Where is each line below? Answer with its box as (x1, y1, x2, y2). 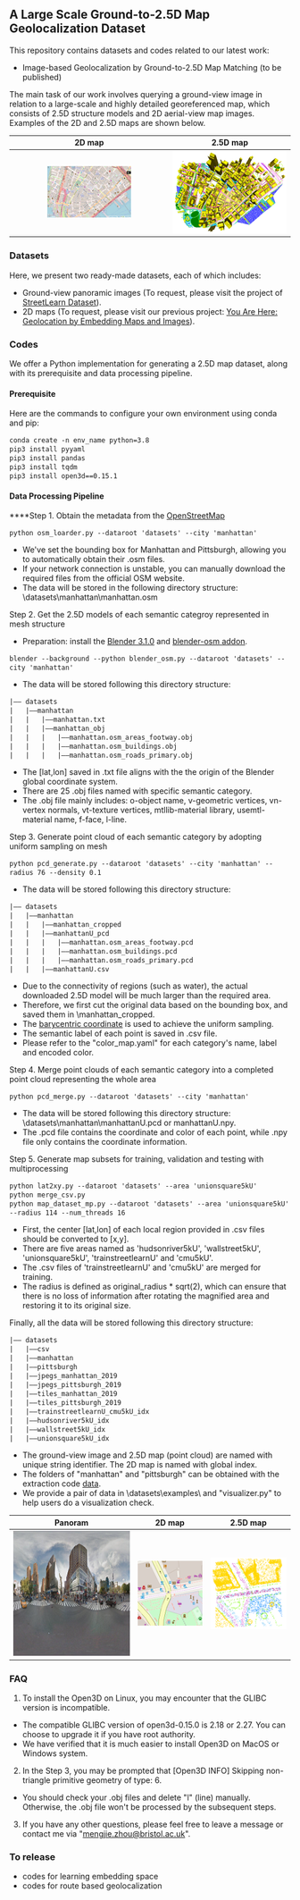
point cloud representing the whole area (9, 1074, 156, 1085)
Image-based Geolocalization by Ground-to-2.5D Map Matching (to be (21, 62, 282, 72)
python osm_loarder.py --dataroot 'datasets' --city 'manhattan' (9, 529, 257, 538)
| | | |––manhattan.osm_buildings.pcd (9, 947, 178, 956)
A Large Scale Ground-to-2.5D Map (9, 7, 211, 22)
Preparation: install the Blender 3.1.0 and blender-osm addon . (21, 636, 248, 647)
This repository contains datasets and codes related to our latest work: (9, 45, 270, 55)
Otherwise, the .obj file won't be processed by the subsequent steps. (21, 1801, 277, 1812)
